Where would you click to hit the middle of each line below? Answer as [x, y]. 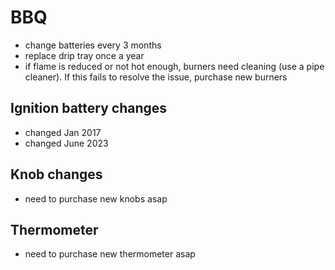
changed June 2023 [66, 143]
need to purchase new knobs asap [96, 198]
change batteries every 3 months [93, 45]
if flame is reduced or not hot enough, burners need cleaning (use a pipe [174, 66]
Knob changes [56, 174]
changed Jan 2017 [63, 132]
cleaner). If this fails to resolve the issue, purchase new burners [156, 77]
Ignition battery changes [89, 108]
